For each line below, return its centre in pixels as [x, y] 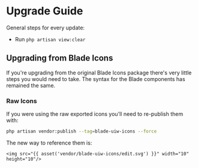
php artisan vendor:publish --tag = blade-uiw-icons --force [82, 131]
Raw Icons [22, 101]
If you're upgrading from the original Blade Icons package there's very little [99, 73]
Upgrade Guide [45, 11]
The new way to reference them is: [49, 143]
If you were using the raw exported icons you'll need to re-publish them [95, 114]
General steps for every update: [46, 28]
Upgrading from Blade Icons [60, 58]
